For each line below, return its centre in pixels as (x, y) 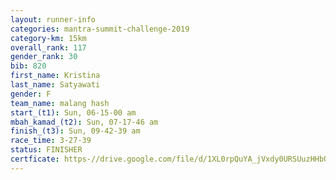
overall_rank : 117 (48, 47)
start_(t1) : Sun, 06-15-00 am (73, 112)
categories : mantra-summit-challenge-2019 (100, 29)
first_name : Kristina (55, 76)
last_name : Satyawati (55, 85)
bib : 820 (28, 66)
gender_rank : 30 (44, 57)
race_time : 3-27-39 (51, 141)
